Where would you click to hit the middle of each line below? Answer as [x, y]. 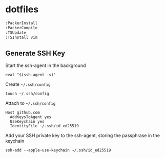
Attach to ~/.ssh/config [30, 103]
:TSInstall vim [22, 37]
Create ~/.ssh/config [28, 84]
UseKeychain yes [27, 122]
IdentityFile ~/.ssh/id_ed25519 [45, 126]
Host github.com [23, 113]
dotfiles [22, 9]
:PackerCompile [22, 28]
